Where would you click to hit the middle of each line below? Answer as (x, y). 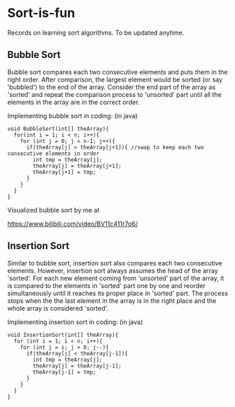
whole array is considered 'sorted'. (58, 308)
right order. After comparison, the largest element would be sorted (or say (115, 79)
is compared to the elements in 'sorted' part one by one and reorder (107, 285)
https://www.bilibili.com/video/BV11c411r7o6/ (73, 224)
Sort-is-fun (41, 13)
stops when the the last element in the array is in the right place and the (112, 300)
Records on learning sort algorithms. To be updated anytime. (96, 33)
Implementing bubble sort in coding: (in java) (73, 115)
